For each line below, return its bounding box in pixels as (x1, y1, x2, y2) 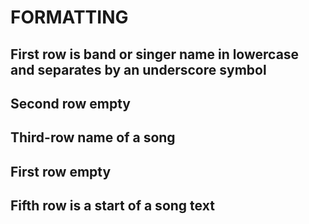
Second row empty (10, 95, 131, 112)
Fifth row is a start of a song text (10, 197, 215, 215)
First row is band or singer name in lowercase (10, 46, 300, 63)
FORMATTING (10, 6, 129, 29)
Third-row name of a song (10, 129, 176, 146)
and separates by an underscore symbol (10, 61, 267, 78)
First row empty (10, 163, 112, 180)
